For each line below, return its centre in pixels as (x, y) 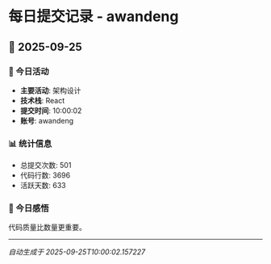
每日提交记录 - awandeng (94, 17)
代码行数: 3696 (45, 175)
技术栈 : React (42, 100)
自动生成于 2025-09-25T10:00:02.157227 (77, 252)
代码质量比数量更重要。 (47, 228)
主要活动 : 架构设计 (50, 90)
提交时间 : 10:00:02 (51, 111)
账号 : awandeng (47, 120)
